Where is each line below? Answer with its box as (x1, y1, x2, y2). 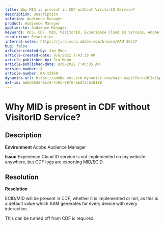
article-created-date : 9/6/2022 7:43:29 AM (5, 52, 96, 58)
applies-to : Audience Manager (5, 25, 67, 30)
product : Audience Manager (5, 21, 60, 26)
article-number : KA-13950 (5, 71, 58, 76)
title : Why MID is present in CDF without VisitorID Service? (5, 7, 135, 12)
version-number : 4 (5, 67, 43, 72)
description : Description (5, 12, 58, 17)
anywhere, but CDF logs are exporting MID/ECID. (5, 159, 104, 165)
